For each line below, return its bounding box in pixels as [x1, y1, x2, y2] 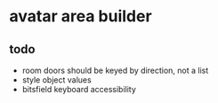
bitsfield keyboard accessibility [21, 84, 136, 94]
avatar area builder [9, 6, 153, 27]
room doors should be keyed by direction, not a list [21, 65, 209, 75]
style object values [21, 75, 92, 85]
